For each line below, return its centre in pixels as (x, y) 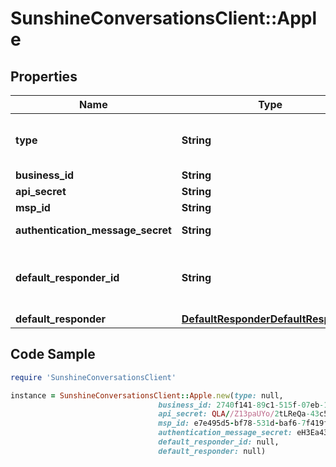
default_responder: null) (212, 451)
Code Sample (53, 354)
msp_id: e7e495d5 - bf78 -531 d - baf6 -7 (232, 423)
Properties (44, 76)
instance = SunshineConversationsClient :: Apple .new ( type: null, (147, 395)
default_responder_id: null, (219, 442)
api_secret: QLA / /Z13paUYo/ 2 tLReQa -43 (239, 414)
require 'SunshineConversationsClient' (93, 377)
